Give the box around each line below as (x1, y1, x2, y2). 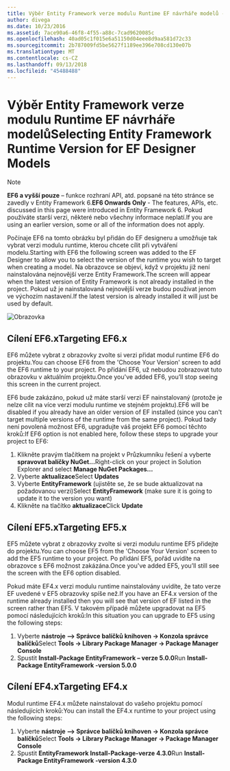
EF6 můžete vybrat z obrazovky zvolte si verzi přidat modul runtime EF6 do (7, 351, 220, 359)
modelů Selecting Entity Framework (7, 126, 212, 141)
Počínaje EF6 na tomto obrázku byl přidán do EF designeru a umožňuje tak (7, 234, 218, 242)
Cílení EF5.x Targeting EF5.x (7, 521, 127, 533)
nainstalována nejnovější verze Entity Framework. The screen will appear (7, 271, 211, 279)
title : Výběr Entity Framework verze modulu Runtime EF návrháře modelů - (7, 10, 225, 17)
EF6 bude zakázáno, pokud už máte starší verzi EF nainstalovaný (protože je (7, 393, 222, 402)
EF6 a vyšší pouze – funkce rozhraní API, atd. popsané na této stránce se (7, 192, 214, 200)
